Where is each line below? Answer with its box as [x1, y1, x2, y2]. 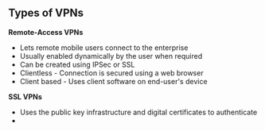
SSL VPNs [8, 91, 42, 102]
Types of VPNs [8, 6, 84, 20]
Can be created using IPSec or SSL [19, 60, 135, 69]
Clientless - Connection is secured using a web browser [19, 67, 205, 78]
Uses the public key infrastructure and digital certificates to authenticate [19, 107, 258, 117]
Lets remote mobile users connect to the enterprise [19, 43, 189, 52]
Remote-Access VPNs [8, 27, 84, 37]
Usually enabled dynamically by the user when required [19, 51, 203, 60]
